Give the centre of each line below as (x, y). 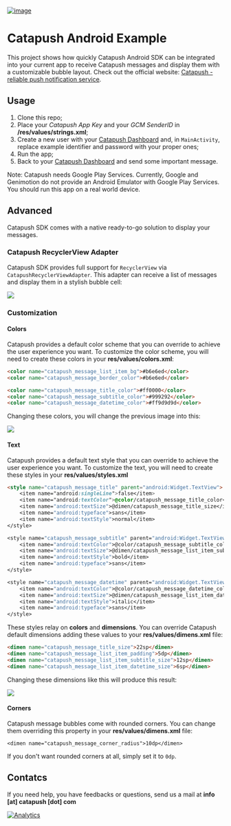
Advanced (30, 211)
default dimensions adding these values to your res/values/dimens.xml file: (115, 635)
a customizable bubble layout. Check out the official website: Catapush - (110, 71)
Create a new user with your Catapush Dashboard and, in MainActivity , (118, 139)
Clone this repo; (40, 118)
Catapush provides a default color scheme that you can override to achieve (114, 344)
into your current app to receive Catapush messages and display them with (113, 65)
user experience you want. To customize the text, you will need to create (110, 467)
